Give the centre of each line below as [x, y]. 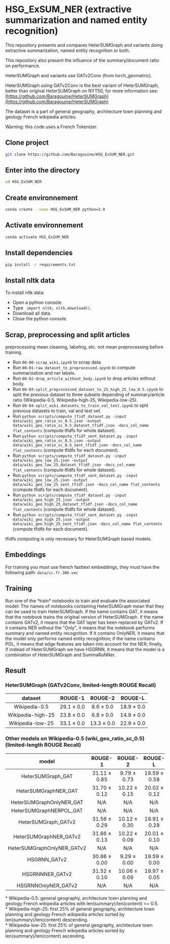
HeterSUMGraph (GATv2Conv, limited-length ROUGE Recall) [81, 685]
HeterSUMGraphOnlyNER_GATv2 [47, 848]
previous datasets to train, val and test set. [57, 411]
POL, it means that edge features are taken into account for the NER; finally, [84, 644]
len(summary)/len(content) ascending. [45, 936]
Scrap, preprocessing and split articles [68, 335]
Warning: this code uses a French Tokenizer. [51, 127]
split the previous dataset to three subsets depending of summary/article [88, 394]
